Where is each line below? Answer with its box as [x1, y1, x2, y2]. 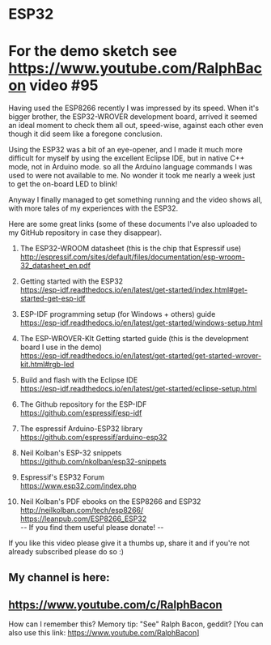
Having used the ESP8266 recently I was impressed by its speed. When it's [8, 103, 260, 113]
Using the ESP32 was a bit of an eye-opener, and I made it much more [8, 145, 243, 155]
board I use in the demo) [19, 342, 103, 352]
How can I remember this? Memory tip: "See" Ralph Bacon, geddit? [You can [8, 619, 264, 629]
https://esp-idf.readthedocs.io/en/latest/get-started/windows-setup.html [19, 318, 263, 328]
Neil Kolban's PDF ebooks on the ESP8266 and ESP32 [19, 497, 201, 506]
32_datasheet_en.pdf [19, 261, 91, 271]
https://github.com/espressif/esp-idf [19, 408, 142, 418]
